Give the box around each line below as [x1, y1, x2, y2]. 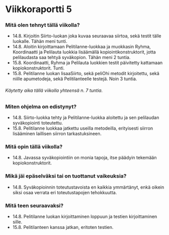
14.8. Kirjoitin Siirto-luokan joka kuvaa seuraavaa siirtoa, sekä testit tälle [12, 33, 161, 39]
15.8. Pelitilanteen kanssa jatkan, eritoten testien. [12, 224, 114, 230]
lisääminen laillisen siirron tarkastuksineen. [12, 131, 102, 137]
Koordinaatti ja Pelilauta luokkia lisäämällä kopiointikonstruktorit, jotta [12, 49, 156, 55]
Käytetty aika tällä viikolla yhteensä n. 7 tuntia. [5, 87, 103, 94]
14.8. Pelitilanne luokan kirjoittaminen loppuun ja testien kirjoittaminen [12, 213, 157, 219]
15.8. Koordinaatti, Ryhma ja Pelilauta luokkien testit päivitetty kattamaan [12, 60, 163, 66]
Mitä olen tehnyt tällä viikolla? [5, 22, 80, 29]
